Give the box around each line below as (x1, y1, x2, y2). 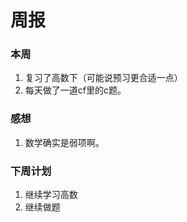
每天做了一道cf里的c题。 (24, 84, 127, 96)
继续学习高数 (24, 189, 78, 201)
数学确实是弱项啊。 (24, 136, 105, 148)
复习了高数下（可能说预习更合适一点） (24, 72, 183, 84)
